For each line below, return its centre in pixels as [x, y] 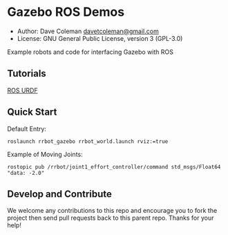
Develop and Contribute [60, 194]
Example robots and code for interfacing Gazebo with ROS [91, 52]
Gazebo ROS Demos [66, 12]
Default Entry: [27, 129]
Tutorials [27, 74]
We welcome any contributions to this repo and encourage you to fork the [112, 211]
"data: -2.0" [26, 173]
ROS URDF [22, 90]
